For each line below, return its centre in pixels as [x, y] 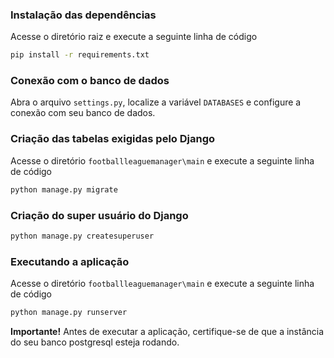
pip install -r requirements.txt [80, 55]
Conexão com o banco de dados [90, 81]
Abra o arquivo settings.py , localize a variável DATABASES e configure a [156, 102]
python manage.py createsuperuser [82, 236]
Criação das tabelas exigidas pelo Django [113, 139]
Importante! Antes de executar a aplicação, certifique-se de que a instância [167, 331]
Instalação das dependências [83, 15]
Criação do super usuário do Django [99, 215]
